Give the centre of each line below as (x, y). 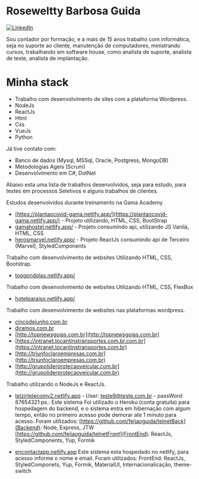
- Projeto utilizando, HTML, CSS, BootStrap (114, 220)
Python (24, 137)
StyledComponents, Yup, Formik (55, 440)
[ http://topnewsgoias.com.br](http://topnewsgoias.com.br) (87, 334)
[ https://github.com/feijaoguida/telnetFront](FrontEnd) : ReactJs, (94, 434)
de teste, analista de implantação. (48, 58)
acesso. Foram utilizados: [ (48, 421)
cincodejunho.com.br (41, 322)
